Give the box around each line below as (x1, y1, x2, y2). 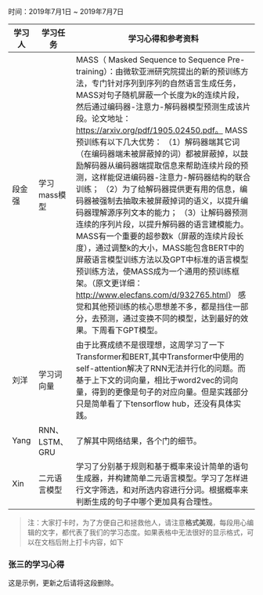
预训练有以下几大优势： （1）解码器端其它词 (75, 136, 240, 147)
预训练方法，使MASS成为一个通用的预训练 (75, 266, 232, 277)
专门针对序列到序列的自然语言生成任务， (91, 78, 241, 89)
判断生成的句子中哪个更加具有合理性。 (75, 496, 218, 507)
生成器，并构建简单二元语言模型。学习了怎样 (75, 473, 241, 484)
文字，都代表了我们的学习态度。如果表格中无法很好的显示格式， (41, 528, 247, 537)
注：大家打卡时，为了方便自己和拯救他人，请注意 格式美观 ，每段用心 (27, 518, 247, 527)
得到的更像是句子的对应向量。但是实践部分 (91, 386, 249, 397)
